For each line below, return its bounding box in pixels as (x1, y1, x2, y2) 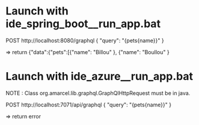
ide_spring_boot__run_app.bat (5, 17, 161, 31)
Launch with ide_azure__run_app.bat (5, 70, 194, 84)
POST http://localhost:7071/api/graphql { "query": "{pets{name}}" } (5, 101, 172, 108)
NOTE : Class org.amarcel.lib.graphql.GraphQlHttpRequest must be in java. (5, 89, 191, 97)
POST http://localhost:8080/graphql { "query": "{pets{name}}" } (5, 37, 164, 44)
